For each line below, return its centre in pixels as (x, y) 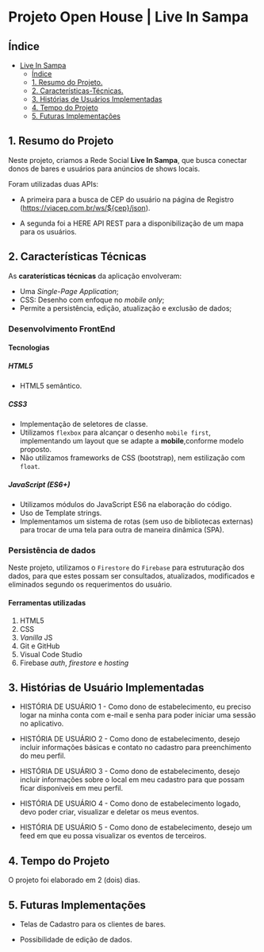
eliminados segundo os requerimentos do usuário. (90, 585)
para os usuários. (48, 231)
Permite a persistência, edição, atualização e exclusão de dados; (126, 308)
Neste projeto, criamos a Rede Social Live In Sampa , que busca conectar (128, 160)
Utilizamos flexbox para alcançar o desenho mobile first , (115, 432)
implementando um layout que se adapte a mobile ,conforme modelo (132, 441)
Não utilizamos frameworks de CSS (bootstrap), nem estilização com (132, 458)
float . (30, 466)
